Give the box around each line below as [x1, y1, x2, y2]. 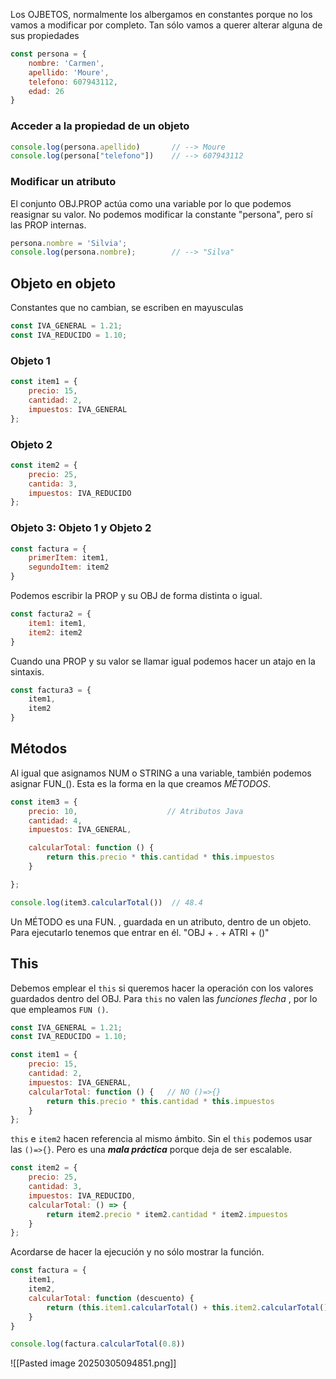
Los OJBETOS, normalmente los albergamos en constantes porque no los [10, 9, 313, 20]
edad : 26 [28, 86, 65, 96]
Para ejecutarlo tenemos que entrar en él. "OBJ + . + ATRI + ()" [10, 926, 270, 938]
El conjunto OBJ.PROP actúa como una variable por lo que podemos [10, 197, 292, 209]
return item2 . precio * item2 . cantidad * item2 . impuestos [46, 1209, 288, 1219]
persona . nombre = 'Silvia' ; [10, 238, 128, 248]
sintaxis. [10, 665, 45, 678]
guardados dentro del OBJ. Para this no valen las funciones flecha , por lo [10, 992, 318, 1004]
